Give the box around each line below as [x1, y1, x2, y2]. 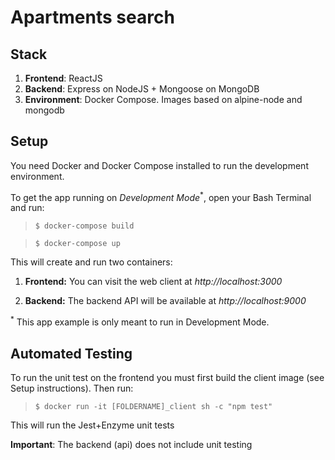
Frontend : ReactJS [24, 72, 103, 84]
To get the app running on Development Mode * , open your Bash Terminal [10, 189, 312, 203]
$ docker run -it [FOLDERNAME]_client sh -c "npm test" [34, 401, 273, 411]
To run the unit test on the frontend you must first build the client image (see [10, 371, 325, 383]
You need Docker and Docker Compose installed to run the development [10, 159, 309, 171]
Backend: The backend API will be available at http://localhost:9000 [24, 295, 307, 307]
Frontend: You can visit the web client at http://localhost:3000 [24, 276, 283, 288]
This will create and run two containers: [10, 256, 173, 268]
